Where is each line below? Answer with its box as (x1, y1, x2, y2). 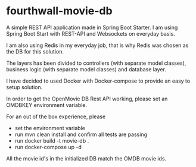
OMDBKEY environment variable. (6, 101, 88, 108)
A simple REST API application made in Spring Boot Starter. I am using (6, 24, 178, 31)
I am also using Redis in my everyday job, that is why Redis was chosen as (6, 42, 189, 49)
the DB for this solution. (6, 48, 64, 55)
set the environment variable (14, 124, 85, 131)
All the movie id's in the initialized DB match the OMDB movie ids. (6, 155, 167, 162)
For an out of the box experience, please (6, 113, 106, 120)
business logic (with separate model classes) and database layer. (6, 65, 167, 73)
